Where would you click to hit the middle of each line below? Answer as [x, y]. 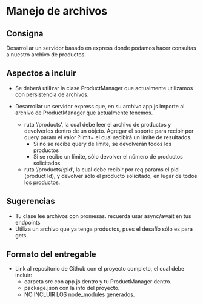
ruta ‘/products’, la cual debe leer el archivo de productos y [98, 124]
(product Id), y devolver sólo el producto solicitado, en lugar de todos [111, 176]
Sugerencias [31, 201]
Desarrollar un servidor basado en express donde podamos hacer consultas [101, 48]
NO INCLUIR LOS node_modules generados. [79, 294]
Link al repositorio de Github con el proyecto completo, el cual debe [100, 269]
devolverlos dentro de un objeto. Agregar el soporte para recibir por [109, 131]
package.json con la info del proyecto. [72, 288]
